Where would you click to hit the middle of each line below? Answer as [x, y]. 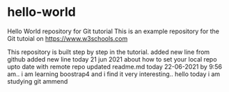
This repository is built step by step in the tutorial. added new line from [109, 52]
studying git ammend [38, 81]
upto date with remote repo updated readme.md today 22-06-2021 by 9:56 [115, 66]
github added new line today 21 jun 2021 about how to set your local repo [112, 59]
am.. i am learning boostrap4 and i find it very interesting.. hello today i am [114, 74]
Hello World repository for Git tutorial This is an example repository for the [113, 31]
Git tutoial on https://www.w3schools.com [68, 38]
